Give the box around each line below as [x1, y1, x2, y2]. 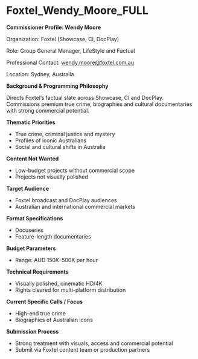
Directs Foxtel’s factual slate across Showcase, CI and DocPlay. [6, 94, 164, 101]
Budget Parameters [6, 245, 56, 252]
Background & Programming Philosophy [6, 82, 109, 90]
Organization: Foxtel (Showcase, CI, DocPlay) [6, 35, 120, 42]
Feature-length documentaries [14, 232, 92, 240]
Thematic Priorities [6, 119, 56, 126]
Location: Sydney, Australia [6, 70, 74, 77]
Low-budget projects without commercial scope [14, 166, 135, 174]
